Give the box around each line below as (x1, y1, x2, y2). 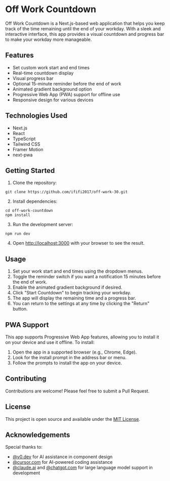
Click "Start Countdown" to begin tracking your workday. (12, 290, 132, 296)
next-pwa (12, 152, 33, 158)
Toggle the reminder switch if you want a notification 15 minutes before (12, 274, 161, 280)
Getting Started (5, 166, 55, 175)
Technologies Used (5, 111, 67, 120)
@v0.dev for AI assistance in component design (12, 454, 113, 460)
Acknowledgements (5, 431, 70, 440)
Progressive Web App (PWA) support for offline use (12, 91, 120, 97)
